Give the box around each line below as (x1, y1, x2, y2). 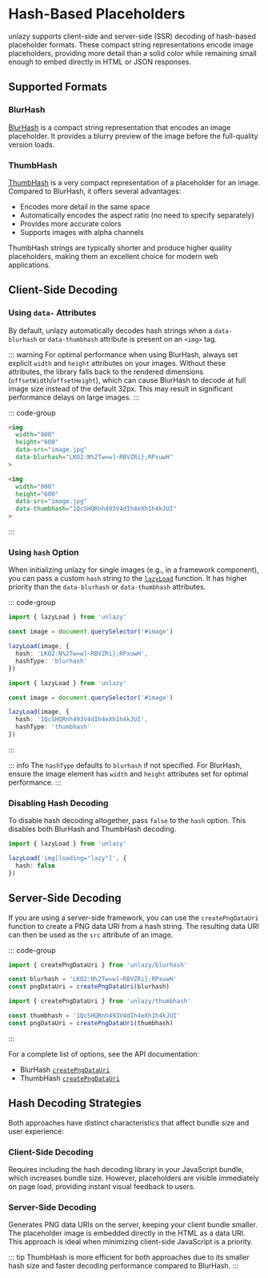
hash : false (15, 862, 56, 870)
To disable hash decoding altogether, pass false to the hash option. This (8, 816, 246, 826)
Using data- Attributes (8, 307, 97, 318)
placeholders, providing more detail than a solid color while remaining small (8, 48, 258, 58)
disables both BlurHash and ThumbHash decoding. (8, 824, 177, 834)
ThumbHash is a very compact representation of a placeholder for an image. (8, 177, 261, 187)
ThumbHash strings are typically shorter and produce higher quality (8, 242, 232, 253)
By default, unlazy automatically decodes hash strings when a (8, 326, 213, 335)
